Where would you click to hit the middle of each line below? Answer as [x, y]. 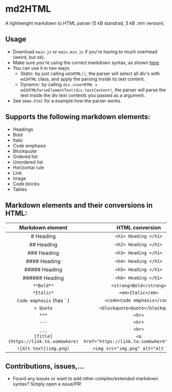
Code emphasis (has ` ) [44, 301]
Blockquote [25, 151]
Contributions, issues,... [45, 366]
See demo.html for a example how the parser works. [67, 101]
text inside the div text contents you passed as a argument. [83, 95]
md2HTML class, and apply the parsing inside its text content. [83, 79]
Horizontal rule [28, 167]
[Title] [43, 336]
